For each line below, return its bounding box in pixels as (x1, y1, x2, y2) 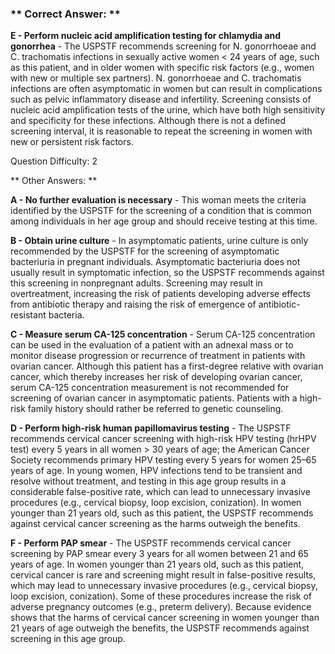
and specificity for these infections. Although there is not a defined (10, 115, 287, 127)
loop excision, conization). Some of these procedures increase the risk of (10, 590, 313, 602)
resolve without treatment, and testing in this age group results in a (10, 475, 287, 487)
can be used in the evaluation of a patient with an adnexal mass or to (10, 339, 294, 351)
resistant (10, 309, 47, 321)
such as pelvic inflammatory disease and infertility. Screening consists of (10, 93, 312, 106)
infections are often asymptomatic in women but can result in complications (10, 83, 323, 95)
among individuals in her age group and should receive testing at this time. (10, 215, 318, 227)
